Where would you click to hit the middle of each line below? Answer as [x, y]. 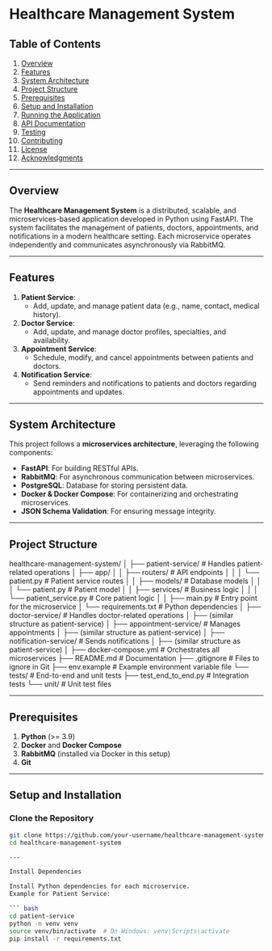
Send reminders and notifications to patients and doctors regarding [144, 383]
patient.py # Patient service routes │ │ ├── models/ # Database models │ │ [135, 581]
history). [47, 314]
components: [31, 453]
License [34, 149]
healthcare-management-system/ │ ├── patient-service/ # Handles [122, 564]
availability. [52, 340]
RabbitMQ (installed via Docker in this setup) [96, 754]
